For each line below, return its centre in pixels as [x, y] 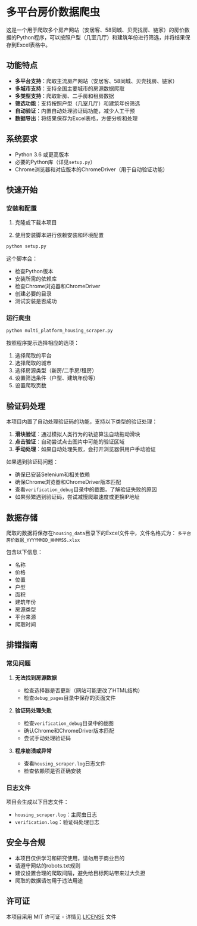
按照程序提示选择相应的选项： [43, 343]
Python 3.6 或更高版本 [42, 154]
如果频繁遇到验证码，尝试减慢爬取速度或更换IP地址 [77, 497]
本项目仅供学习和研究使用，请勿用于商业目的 [70, 858]
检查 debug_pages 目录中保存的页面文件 [70, 697]
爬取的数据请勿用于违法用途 [49, 880]
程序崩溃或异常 [33, 751]
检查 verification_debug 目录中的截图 [69, 723]
